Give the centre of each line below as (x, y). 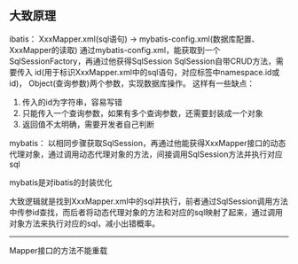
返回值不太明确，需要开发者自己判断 (88, 124)
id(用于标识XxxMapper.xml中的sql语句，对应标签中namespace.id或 (157, 72)
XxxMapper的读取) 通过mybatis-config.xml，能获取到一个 (115, 50)
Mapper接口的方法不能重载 (59, 250)
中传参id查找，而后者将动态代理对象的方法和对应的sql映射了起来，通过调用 (146, 212)
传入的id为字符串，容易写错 (72, 102)
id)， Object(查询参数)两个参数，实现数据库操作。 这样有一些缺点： (132, 83)
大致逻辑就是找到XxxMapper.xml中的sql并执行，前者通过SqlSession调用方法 (149, 201)
